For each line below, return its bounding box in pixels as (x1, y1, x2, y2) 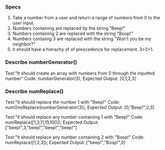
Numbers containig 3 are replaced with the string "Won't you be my (12, 36, 152, 42)
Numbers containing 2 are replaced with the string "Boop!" (12, 31, 134, 37)
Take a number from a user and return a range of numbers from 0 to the (12, 15, 161, 21)
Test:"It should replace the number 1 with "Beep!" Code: (5, 99, 120, 105)
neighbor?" (12, 41, 36, 47)
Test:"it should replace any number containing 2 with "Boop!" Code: (5, 134, 145, 140)
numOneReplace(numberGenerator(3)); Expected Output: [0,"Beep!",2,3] (5, 104, 155, 110)
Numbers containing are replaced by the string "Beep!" (12, 25, 126, 31)
